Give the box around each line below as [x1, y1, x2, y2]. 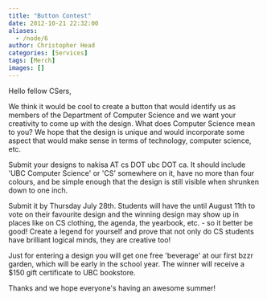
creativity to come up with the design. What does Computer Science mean [8, 118, 256, 128]
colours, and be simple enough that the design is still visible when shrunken [8, 177, 260, 186]
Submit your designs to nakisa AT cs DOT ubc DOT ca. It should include [8, 160, 246, 169]
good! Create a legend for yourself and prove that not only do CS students [8, 226, 255, 236]
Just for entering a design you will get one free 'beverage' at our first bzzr [8, 250, 253, 260]
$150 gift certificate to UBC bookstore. [8, 267, 136, 277]
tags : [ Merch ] [8, 57, 56, 65]
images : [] [8, 64, 45, 72]
